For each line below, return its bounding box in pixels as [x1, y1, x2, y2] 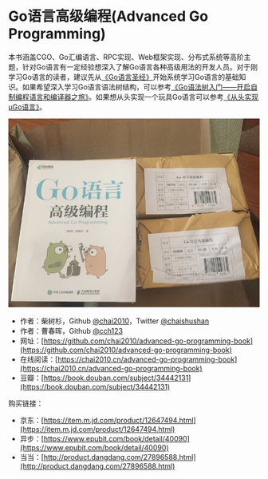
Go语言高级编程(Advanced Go [8, 7, 209, 26]
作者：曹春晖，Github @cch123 [19, 326, 124, 335]
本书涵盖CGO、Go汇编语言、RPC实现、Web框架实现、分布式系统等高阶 [8, 52, 245, 61]
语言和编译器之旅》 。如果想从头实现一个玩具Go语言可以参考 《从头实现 [29, 92, 259, 101]
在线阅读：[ [19, 354, 58, 364]
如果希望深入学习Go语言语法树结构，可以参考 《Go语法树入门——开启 [22, 81, 251, 92]
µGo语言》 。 [8, 101, 47, 112]
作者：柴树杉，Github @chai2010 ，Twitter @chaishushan [19, 316, 210, 326]
